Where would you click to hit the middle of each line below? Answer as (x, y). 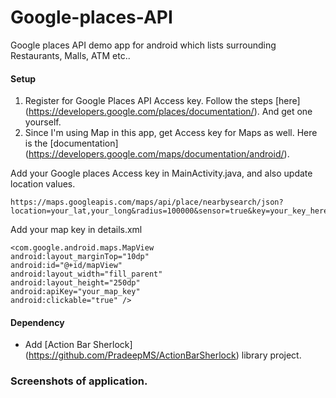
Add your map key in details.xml (76, 230)
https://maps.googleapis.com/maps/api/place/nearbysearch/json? (147, 202)
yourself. (43, 122)
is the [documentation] (71, 143)
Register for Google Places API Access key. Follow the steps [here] (162, 101)
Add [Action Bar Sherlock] (78, 345)
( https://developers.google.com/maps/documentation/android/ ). (157, 154)
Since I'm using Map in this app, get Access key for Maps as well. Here (171, 133)
